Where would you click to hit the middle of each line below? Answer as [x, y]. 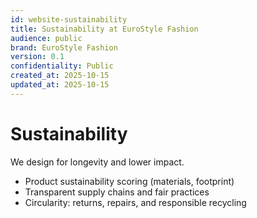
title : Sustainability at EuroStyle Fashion [104, 29]
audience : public [46, 38]
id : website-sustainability [69, 19]
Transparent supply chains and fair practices [117, 192]
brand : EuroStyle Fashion [64, 47]
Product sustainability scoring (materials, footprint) [129, 181]
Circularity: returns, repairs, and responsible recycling [135, 202]
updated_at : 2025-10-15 [60, 85]
